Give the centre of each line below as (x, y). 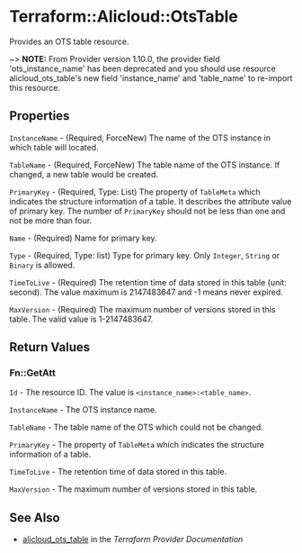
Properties (40, 116)
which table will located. (54, 147)
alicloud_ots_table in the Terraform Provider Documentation (133, 539)
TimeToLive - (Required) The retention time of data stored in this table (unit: (148, 282)
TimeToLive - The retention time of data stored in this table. (118, 472)
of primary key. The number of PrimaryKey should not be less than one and (147, 211)
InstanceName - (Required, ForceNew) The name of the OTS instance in (140, 138)
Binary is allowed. (42, 265)
